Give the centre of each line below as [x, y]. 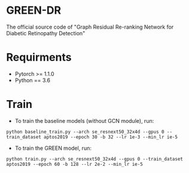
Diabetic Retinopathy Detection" [46, 33]
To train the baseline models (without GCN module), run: [84, 121]
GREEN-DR [34, 10]
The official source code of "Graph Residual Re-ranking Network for [90, 27]
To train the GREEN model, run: [53, 148]
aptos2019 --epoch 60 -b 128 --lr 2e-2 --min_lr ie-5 [75, 164]
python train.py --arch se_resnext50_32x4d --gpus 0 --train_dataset [95, 159]
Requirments [39, 58]
